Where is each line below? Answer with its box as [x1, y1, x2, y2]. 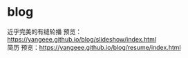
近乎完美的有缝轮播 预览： [7, 27, 82, 35]
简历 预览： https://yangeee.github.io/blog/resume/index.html [7, 43, 181, 51]
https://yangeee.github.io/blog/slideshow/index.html [7, 35, 157, 43]
